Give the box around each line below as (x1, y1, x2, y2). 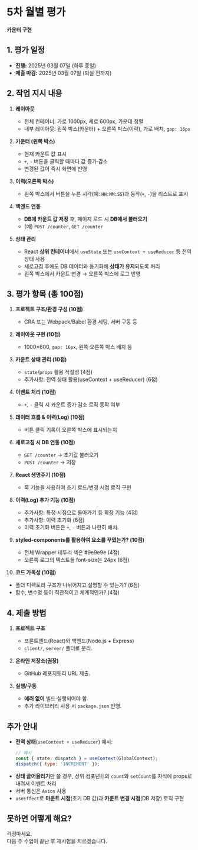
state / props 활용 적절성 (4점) (24, 369, 93, 376)
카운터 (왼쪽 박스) (15, 137, 55, 145)
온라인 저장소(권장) (15, 657, 59, 664)
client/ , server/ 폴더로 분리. (24, 645, 93, 652)
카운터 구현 (6, 26, 32, 33)
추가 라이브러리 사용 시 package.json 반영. (24, 702, 122, 710)
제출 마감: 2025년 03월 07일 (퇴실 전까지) (15, 69, 112, 76)
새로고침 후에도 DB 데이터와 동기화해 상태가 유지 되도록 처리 (24, 263, 160, 270)
